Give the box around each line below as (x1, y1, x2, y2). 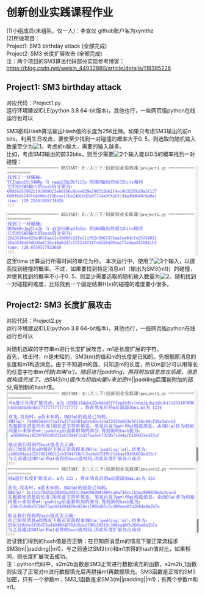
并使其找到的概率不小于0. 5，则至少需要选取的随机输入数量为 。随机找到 (6, 273, 196, 280)
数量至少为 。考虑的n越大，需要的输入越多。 (6, 142, 125, 150)
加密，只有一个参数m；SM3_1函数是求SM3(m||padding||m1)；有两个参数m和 (6, 576, 198, 583)
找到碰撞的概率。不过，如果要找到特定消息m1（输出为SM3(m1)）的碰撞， (11, 265, 196, 272)
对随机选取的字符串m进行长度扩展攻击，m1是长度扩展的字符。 (6, 345, 162, 353)
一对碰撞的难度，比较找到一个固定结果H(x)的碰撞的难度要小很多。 (6, 280, 173, 287)
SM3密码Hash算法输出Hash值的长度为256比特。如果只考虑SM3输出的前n (6, 127, 192, 134)
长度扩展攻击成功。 (22, 553, 71, 560)
